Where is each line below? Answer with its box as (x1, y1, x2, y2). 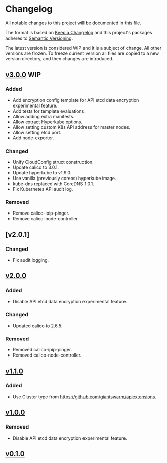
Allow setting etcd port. (12, 129, 62, 135)
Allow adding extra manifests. (12, 113, 75, 119)
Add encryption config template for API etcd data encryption (12, 97, 139, 103)
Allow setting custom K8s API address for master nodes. (12, 124, 131, 130)
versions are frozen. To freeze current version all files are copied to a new (5, 50, 159, 56)
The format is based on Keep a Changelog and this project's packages (5, 29, 152, 35)
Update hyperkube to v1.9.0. (12, 169, 72, 175)
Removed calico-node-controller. (12, 352, 82, 358)
